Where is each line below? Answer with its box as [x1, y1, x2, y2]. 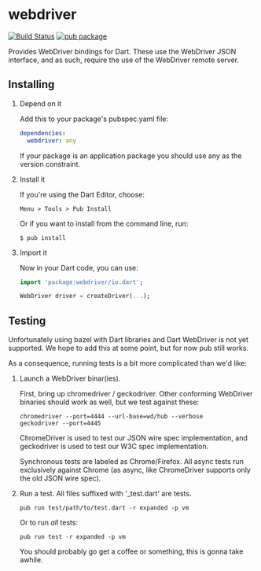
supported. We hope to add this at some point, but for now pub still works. [8, 344, 249, 353]
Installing [8, 78, 55, 91]
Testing [8, 314, 46, 327]
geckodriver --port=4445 [19, 419, 101, 428]
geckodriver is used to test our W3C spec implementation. [19, 442, 209, 451]
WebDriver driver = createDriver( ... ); [19, 293, 151, 300]
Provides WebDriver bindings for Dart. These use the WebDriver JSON [8, 46, 237, 56]
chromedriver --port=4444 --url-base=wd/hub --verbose [19, 413, 204, 421]
